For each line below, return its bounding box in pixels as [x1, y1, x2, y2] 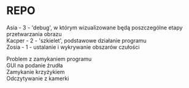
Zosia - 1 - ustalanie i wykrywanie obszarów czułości [6, 43, 140, 51]
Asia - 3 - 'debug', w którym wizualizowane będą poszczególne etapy [6, 24, 183, 31]
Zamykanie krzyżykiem [6, 68, 65, 75]
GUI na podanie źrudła [6, 62, 63, 69]
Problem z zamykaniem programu [6, 55, 92, 62]
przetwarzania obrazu [6, 30, 63, 37]
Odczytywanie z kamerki [6, 75, 69, 82]
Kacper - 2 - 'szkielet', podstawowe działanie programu [6, 37, 147, 44]
